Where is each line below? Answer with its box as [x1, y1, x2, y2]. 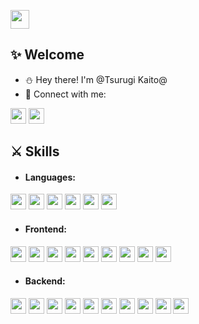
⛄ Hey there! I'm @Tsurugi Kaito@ [24, 73, 168, 85]
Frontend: [24, 223, 67, 235]
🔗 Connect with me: [24, 88, 107, 100]
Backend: [24, 275, 66, 287]
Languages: [24, 171, 76, 183]
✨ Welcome [10, 46, 85, 64]
